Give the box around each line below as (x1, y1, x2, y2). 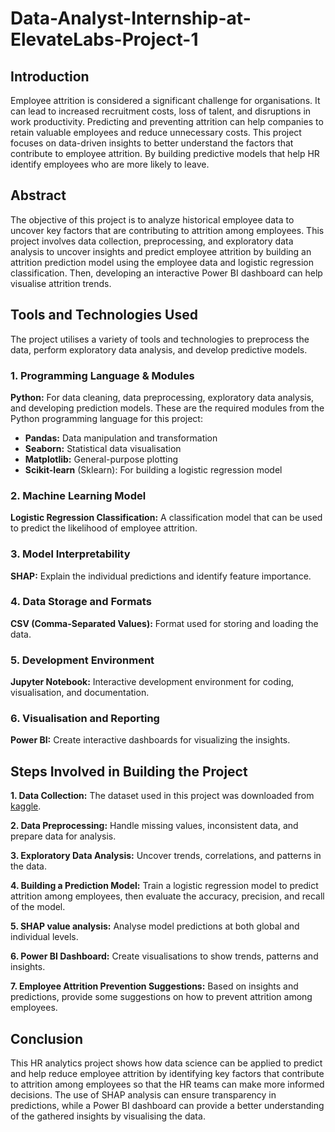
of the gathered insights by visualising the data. (10, 1110, 206, 1122)
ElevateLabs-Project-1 (10, 28, 199, 51)
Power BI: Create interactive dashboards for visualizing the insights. (10, 734, 291, 746)
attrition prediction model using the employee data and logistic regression (10, 256, 315, 268)
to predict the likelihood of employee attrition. (10, 522, 198, 534)
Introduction (10, 68, 90, 85)
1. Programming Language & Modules (10, 368, 195, 382)
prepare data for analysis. (10, 830, 117, 842)
